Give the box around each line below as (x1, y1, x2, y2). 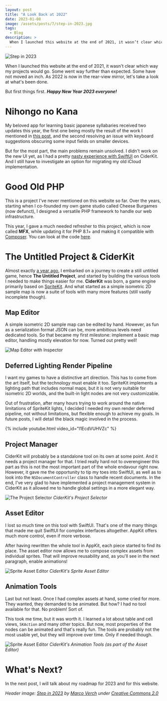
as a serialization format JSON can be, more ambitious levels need (5, 327, 142, 333)
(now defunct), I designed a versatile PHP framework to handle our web (5, 208, 152, 214)
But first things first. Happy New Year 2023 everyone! (5, 88, 117, 95)
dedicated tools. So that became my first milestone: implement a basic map (5, 332, 160, 338)
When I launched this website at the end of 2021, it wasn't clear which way (5, 63, 158, 69)
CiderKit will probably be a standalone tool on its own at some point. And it (5, 453, 158, 459)
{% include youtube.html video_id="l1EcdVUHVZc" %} (5, 426, 117, 432)
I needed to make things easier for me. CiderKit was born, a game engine (5, 278, 156, 284)
